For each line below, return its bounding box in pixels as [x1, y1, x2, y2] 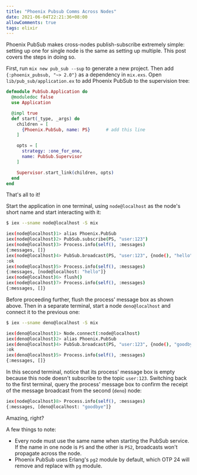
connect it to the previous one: [6, 308, 80, 315]
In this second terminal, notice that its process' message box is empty [6, 368, 175, 375]
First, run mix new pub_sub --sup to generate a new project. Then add [6, 65, 174, 72]
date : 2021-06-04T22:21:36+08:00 [6, 14, 88, 20]
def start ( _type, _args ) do [11, 116, 80, 122]
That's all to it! [6, 191, 40, 198]
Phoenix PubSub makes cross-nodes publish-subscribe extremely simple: [6, 41, 185, 48]
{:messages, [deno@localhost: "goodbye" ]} [6, 403, 111, 410]
